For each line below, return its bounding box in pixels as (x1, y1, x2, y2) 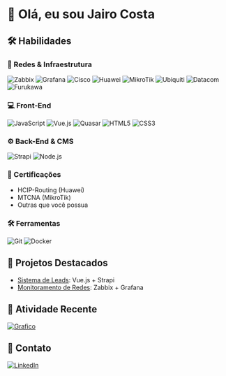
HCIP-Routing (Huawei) (17, 185, 85, 194)
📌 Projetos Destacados (7, 257, 108, 269)
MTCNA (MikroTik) (17, 193, 71, 201)
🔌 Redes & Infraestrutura (7, 59, 92, 69)
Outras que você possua (17, 201, 89, 209)
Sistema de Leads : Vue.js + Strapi (17, 275, 115, 284)
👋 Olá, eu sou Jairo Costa (7, 6, 156, 22)
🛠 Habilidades (7, 35, 72, 47)
